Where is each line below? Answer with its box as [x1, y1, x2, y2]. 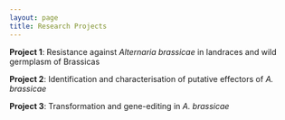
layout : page [9, 13, 59, 23]
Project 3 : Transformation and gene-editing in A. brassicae [9, 100, 230, 111]
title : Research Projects [9, 22, 107, 31]
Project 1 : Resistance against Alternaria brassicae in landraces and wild [9, 46, 277, 57]
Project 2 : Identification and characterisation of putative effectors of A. [9, 73, 274, 84]
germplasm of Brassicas [9, 56, 100, 67]
